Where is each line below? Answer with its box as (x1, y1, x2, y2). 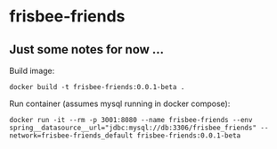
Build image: (9, 65, 55, 76)
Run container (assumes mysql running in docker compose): (9, 98, 231, 109)
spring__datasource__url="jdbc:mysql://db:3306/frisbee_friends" (9, 123, 257, 132)
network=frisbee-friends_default (9, 131, 134, 140)
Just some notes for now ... (9, 42, 165, 57)
